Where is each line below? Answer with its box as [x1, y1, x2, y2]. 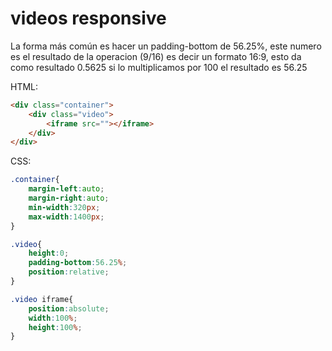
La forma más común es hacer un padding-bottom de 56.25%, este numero [10, 40, 322, 52]
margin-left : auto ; [28, 184, 105, 194]
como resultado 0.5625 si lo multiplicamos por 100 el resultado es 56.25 [10, 61, 308, 73]
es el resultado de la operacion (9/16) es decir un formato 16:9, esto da [10, 50, 302, 62]
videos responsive [10, 7, 167, 30]
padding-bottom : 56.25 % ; [28, 258, 128, 268]
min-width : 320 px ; [28, 202, 101, 212]
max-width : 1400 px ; [28, 212, 105, 222]
